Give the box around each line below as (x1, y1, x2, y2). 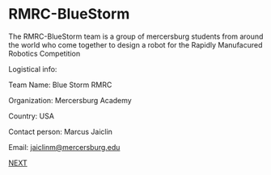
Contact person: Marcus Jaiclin (8, 127, 113, 136)
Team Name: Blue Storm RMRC (8, 80, 112, 90)
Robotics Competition (8, 48, 81, 58)
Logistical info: (8, 64, 57, 73)
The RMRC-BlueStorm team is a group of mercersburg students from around (8, 31, 264, 41)
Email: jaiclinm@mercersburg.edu (8, 142, 121, 152)
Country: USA (8, 110, 55, 121)
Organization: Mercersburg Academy (8, 95, 132, 105)
